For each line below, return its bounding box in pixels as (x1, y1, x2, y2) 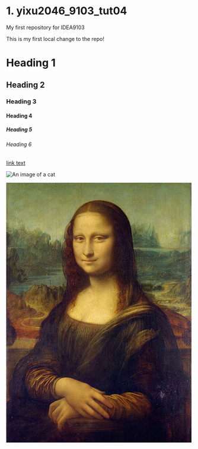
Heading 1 (6, 56, 56, 69)
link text (6, 159, 25, 166)
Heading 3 (6, 97, 37, 106)
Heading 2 (6, 80, 46, 90)
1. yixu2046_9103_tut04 (6, 4, 127, 18)
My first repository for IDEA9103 (6, 24, 85, 31)
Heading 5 (6, 126, 33, 133)
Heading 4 (6, 112, 33, 119)
